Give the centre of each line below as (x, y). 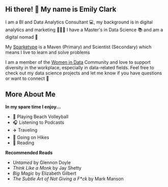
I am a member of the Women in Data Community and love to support (78, 62)
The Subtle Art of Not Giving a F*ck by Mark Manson (68, 178)
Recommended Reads (29, 152)
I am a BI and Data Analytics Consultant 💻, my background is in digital (79, 22)
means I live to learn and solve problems (48, 52)
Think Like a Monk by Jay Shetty (47, 168)
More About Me (31, 95)
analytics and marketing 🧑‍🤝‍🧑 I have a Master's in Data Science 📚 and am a (84, 30)
